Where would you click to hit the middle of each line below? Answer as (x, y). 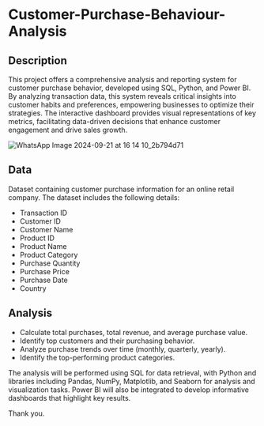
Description (38, 60)
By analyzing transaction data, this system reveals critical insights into (123, 96)
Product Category (49, 254)
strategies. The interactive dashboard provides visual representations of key (132, 113)
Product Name (43, 246)
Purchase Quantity (50, 263)
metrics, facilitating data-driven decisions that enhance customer (115, 121)
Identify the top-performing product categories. (97, 357)
